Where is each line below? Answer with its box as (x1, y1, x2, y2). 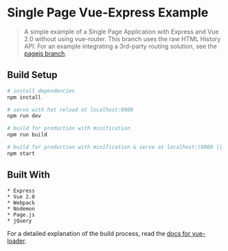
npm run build (7, 132, 48, 139)
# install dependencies (7, 87, 76, 94)
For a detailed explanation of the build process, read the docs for (7, 229, 191, 237)
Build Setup (7, 69, 58, 81)
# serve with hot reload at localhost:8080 (7, 106, 134, 113)
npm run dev (7, 112, 41, 119)
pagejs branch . (23, 49, 67, 58)
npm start (7, 150, 36, 157)
